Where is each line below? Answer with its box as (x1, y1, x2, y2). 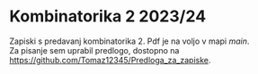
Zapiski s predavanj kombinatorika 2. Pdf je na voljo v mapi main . (9, 36, 250, 46)
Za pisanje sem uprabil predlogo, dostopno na (9, 45, 180, 55)
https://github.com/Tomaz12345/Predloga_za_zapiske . (9, 54, 211, 65)
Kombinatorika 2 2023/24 (9, 6, 207, 27)
